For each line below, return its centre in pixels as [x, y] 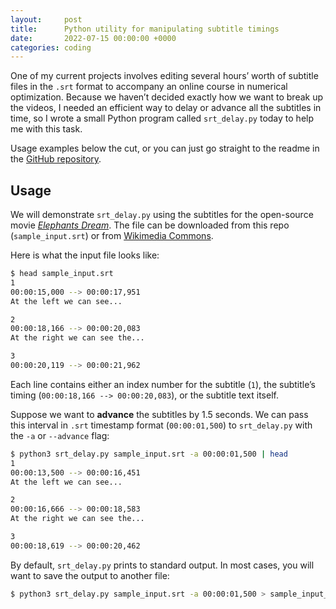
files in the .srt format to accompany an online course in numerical [149, 87]
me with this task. [46, 129]
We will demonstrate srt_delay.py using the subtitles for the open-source [162, 215]
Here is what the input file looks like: [85, 255]
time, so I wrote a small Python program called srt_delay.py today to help [162, 118]
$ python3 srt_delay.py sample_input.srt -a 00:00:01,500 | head [149, 454]
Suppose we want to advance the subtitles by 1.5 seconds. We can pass [159, 414]
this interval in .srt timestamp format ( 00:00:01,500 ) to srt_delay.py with [161, 425]
